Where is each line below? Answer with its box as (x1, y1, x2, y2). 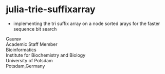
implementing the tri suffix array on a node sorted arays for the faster (13, 20, 160, 27)
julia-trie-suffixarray (6, 4, 96, 15)
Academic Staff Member (6, 41, 58, 47)
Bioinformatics (6, 46, 36, 53)
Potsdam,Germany (6, 63, 45, 69)
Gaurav (6, 36, 22, 42)
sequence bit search (13, 26, 57, 32)
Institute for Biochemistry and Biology (6, 52, 86, 58)
